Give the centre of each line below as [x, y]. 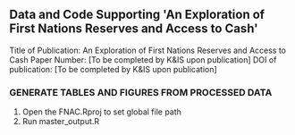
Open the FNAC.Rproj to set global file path [101, 112]
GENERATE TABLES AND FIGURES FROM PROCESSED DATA [141, 92]
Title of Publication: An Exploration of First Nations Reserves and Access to [148, 50]
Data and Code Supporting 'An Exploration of [137, 15]
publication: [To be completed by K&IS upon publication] [113, 69]
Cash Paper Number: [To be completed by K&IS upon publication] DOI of [143, 59]
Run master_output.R [61, 122]
